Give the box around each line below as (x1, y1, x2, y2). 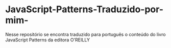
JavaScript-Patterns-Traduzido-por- (5, 4, 164, 15)
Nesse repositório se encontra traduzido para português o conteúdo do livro (5, 31, 166, 37)
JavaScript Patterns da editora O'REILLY (5, 37, 90, 43)
